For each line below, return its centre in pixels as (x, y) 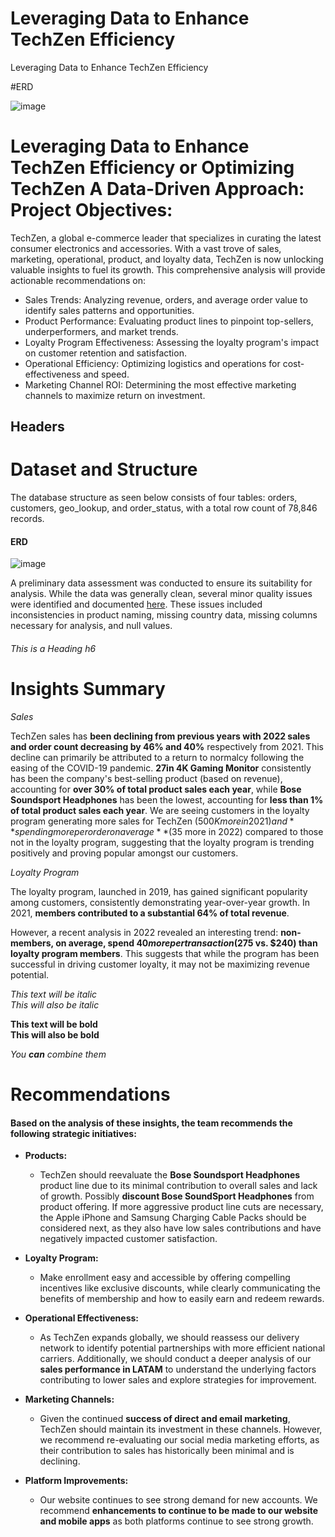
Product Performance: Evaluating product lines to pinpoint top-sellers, (169, 321)
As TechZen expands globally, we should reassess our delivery (169, 1338)
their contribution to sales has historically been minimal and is (167, 1451)
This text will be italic (54, 994)
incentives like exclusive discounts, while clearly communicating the (180, 1288)
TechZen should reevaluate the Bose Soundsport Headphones (170, 1175)
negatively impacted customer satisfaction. (128, 1239)
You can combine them (58, 1054)
